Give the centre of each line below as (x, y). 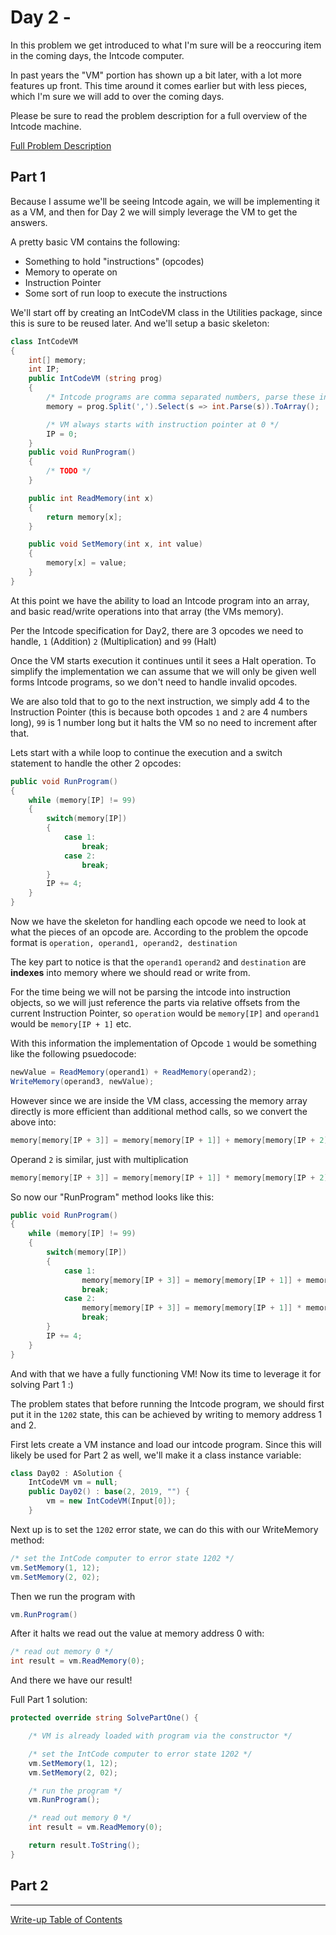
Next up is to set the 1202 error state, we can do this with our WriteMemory (164, 1529)
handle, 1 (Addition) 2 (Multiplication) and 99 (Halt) (113, 641)
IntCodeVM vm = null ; (73, 1482)
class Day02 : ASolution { (66, 1473)
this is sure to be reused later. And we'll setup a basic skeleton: (140, 323)
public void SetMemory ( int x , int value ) (115, 544)
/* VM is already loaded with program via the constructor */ (160, 1736)
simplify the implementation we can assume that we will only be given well (163, 671)
